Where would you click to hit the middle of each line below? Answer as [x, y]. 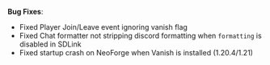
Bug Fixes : [25, 12]
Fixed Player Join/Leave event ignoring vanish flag [103, 27]
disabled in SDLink [50, 44]
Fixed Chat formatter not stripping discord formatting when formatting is [140, 36]
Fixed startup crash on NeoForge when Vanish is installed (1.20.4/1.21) [136, 53]
